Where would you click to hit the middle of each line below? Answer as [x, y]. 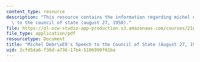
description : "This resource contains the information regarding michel [98, 17]
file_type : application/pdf [41, 34]
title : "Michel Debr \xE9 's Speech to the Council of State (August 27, [97, 45]
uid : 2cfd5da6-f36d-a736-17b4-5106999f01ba [61, 50]
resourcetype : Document [36, 39]
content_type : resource [36, 12]
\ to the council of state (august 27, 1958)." [72, 22]
